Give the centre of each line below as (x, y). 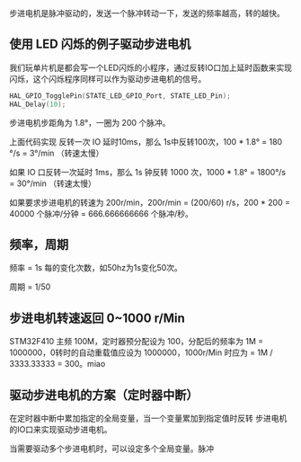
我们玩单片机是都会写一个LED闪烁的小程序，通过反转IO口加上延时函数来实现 (150, 67)
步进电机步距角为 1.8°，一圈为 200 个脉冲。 (90, 122)
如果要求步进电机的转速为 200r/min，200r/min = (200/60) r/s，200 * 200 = (150, 202)
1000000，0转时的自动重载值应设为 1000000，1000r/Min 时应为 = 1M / (141, 352)
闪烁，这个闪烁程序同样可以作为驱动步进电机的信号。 (108, 78)
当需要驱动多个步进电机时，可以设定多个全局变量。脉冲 (111, 449)
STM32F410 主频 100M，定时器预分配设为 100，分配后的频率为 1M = (136, 342)
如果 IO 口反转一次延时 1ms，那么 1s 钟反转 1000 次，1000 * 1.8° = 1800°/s (147, 172)
